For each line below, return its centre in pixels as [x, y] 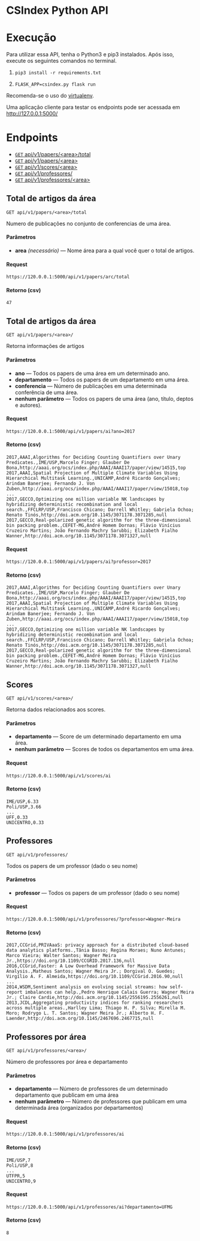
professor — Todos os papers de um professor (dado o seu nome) [97, 892]
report [14, 992]
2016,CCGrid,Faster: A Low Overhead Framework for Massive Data [88, 966]
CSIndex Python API [57, 10]
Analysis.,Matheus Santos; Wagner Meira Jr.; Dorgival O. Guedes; [91, 971]
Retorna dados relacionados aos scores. [56, 710]
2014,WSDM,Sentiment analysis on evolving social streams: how [87, 987]
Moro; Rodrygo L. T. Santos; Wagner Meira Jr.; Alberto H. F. [85, 1013]
